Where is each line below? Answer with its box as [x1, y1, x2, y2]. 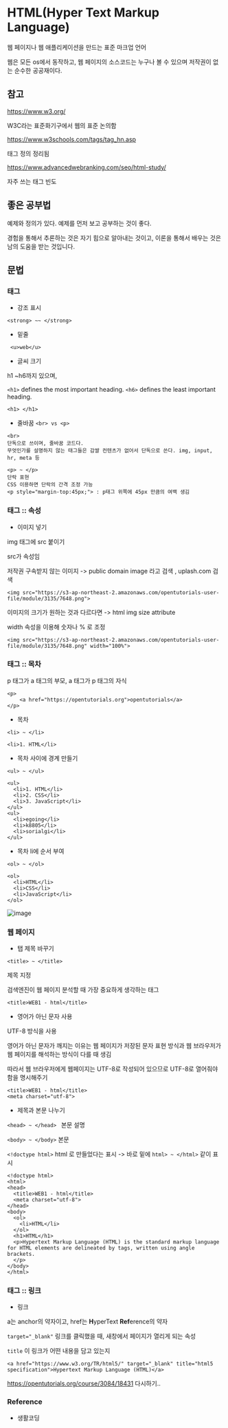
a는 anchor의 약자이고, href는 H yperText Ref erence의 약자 [7, 1317, 168, 1326]
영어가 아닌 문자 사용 [16, 1012, 73, 1020]
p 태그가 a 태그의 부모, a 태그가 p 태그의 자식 [7, 676, 127, 684]
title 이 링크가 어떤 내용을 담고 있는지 [7, 1347, 111, 1355]
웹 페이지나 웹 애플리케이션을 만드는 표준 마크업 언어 [7, 43, 146, 51]
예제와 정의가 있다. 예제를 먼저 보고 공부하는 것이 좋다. [7, 219, 152, 227]
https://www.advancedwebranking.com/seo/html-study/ [7, 163, 167, 171]
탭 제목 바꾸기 [16, 945, 54, 953]
